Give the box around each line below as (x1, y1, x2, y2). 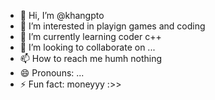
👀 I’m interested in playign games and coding (19, 20, 206, 32)
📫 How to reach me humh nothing (19, 53, 163, 64)
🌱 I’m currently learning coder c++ (19, 31, 162, 42)
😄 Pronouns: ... (19, 67, 85, 79)
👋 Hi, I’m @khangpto (19, 10, 105, 21)
